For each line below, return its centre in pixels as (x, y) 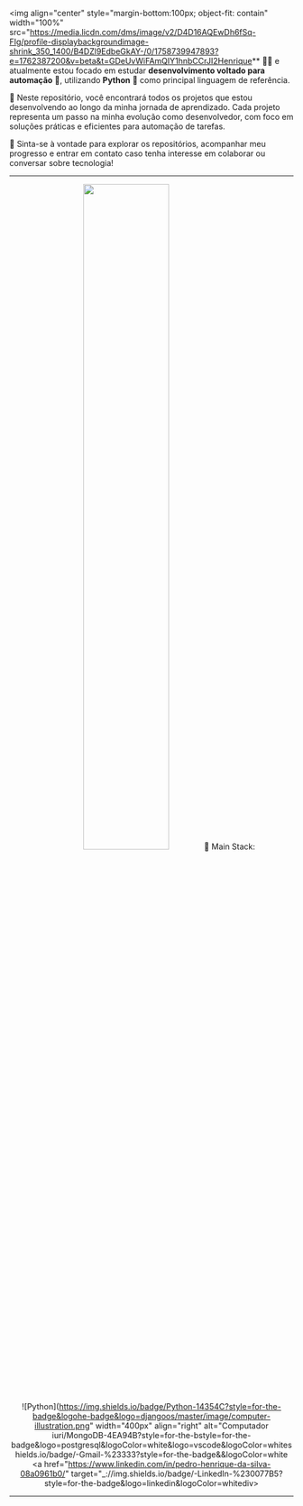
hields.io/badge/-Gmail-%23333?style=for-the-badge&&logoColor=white (151, 1455)
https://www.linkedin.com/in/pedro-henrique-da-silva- (170, 1464)
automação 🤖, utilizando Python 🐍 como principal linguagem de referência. (150, 80)
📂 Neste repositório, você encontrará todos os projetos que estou (131, 97)
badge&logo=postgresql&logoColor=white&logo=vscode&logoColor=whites (151, 1445)
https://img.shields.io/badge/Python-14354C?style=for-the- (170, 1406)
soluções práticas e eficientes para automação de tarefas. (117, 126)
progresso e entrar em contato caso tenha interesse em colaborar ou (138, 153)
